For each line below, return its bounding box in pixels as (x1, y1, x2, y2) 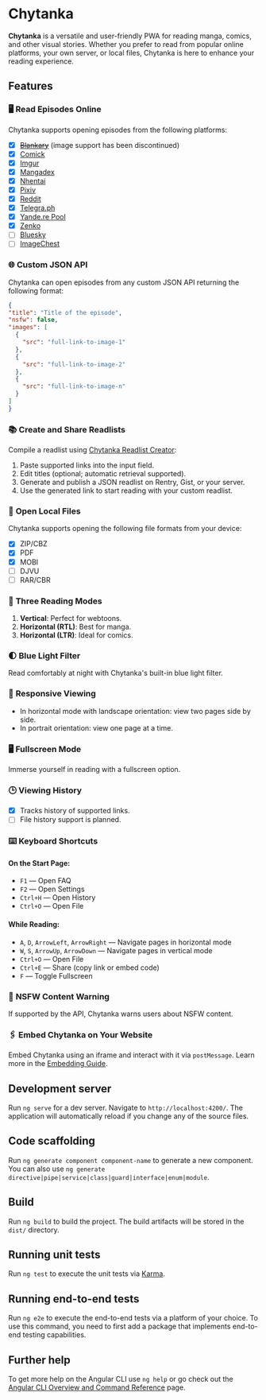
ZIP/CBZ (19, 539, 48, 549)
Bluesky (19, 230, 46, 239)
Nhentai (19, 176, 46, 185)
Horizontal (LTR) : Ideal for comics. (19, 630, 133, 640)
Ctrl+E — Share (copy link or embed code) (19, 963, 160, 972)
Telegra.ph (19, 204, 56, 213)
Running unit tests (8, 1248, 101, 1262)
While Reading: (8, 920, 60, 929)
